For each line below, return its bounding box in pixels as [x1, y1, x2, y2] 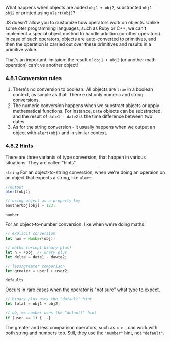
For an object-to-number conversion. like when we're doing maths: [5, 221, 146, 227]
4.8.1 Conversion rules [5, 74, 62, 82]
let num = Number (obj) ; [5, 235, 56, 241]
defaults [5, 278, 24, 283]
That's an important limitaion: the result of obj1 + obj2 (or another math [5, 57, 156, 63]
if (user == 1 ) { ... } [5, 315, 51, 320]
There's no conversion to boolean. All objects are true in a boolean [12, 86, 154, 92]
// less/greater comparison [5, 264, 65, 269]
